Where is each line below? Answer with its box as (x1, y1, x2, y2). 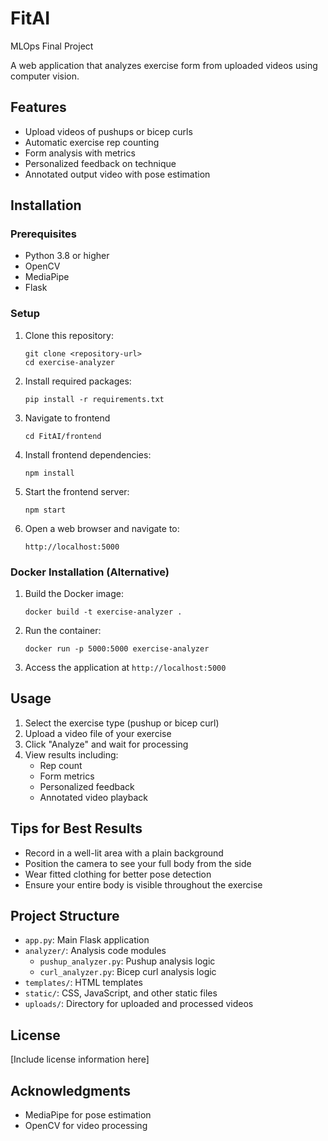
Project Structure (10, 908, 120, 925)
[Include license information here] (10, 1053, 150, 1066)
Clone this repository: (24, 329, 114, 341)
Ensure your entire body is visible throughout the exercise (24, 878, 263, 891)
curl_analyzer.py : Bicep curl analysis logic (39, 966, 217, 978)
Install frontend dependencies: (24, 448, 152, 461)
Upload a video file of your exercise (24, 727, 172, 739)
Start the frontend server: (24, 485, 130, 497)
